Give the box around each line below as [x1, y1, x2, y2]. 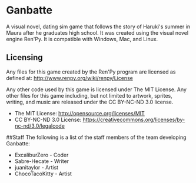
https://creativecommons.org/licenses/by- [82, 116, 185, 123]
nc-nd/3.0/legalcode [14, 122, 65, 129]
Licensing [6, 52, 43, 62]
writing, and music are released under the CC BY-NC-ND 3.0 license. [6, 98, 174, 105]
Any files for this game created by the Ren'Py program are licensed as [6, 68, 176, 75]
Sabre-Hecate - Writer [14, 157, 69, 165]
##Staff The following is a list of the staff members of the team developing [6, 134, 187, 141]
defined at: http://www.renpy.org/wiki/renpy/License [6, 74, 134, 81]
